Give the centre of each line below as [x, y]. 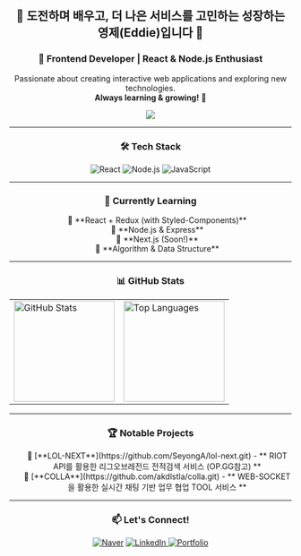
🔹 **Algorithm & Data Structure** [157, 249]
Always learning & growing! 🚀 [150, 98]
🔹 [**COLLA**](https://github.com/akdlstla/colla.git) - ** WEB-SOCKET [157, 476]
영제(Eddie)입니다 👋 [150, 33]
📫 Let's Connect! [150, 519]
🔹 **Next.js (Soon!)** [157, 239]
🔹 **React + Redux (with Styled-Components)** [157, 220]
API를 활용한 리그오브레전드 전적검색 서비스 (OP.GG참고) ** [157, 466]
